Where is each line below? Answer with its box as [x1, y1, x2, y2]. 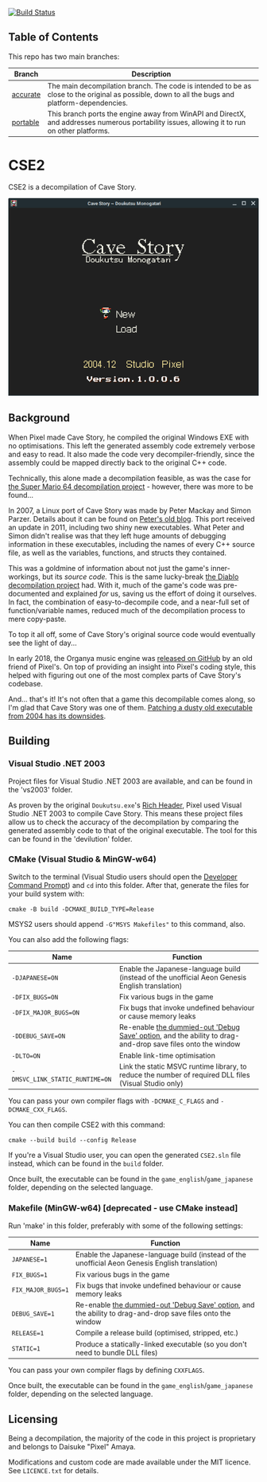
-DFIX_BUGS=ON [11, 993, 59, 1001]
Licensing [8, 1412, 58, 1425]
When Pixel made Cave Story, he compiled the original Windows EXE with [8, 432, 250, 442]
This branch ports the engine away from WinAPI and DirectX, [47, 108, 246, 119]
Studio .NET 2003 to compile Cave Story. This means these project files [8, 808, 244, 818]
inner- [210, 563, 230, 573]
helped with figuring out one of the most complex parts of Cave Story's [8, 670, 242, 680]
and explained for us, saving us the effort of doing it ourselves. [51, 588, 257, 598]
